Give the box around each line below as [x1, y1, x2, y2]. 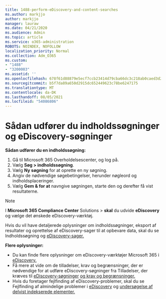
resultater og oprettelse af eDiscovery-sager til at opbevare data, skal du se [5, 228, 159, 234]
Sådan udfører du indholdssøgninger [5, 121, 160, 131]
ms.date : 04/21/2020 [5, 26, 48, 31]
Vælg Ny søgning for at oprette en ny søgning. [12, 168, 108, 173]
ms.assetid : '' [5, 72, 37, 77]
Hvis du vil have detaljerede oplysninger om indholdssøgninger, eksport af [5, 222, 157, 228]
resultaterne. [12, 188, 39, 194]
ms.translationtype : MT [5, 85, 54, 90]
